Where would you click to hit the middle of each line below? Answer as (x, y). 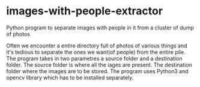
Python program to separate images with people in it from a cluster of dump (100, 28)
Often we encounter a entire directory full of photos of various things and (97, 46)
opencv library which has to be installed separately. (70, 77)
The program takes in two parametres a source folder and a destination (94, 58)
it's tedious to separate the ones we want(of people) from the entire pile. (96, 52)
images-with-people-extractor (85, 11)
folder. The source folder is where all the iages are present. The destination (99, 65)
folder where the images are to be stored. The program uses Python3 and (97, 71)
